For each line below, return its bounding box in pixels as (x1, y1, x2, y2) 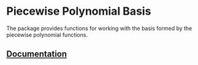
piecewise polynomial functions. (6, 31, 88, 38)
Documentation (6, 49, 67, 59)
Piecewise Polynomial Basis (6, 4, 151, 18)
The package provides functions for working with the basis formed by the (6, 25, 192, 32)
